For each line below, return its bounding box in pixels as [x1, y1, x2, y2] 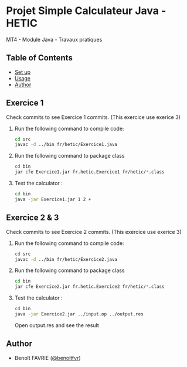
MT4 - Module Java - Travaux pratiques [6, 36, 103, 43]
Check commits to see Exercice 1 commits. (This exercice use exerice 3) [6, 113, 181, 121]
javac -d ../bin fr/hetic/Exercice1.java [14, 142, 118, 148]
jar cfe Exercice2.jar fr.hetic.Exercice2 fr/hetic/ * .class [14, 284, 165, 290]
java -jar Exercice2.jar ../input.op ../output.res [14, 311, 144, 317]
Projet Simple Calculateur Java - [6, 4, 166, 18]
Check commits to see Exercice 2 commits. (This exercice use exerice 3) [6, 228, 182, 235]
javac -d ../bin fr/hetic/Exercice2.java [14, 256, 118, 262]
